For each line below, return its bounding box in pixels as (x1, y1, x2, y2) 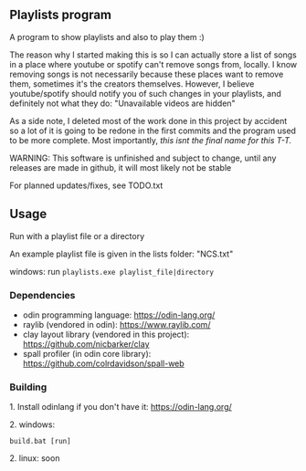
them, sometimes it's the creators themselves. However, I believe (9, 78, 255, 89)
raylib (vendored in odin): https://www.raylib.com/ (22, 319, 211, 330)
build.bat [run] (9, 437, 71, 446)
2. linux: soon (9, 453, 60, 464)
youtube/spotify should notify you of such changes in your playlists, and (9, 88, 281, 99)
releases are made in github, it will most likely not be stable (9, 162, 232, 173)
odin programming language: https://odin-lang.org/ (22, 309, 216, 320)
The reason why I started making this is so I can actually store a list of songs (9, 49, 297, 60)
